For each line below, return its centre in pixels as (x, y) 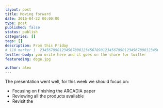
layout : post (18, 9)
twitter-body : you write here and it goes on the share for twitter (76, 54)
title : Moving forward (28, 14)
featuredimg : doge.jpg (28, 59)
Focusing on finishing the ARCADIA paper (54, 91)
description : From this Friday (37, 46)
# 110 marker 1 (20, 50)
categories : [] (20, 37)
